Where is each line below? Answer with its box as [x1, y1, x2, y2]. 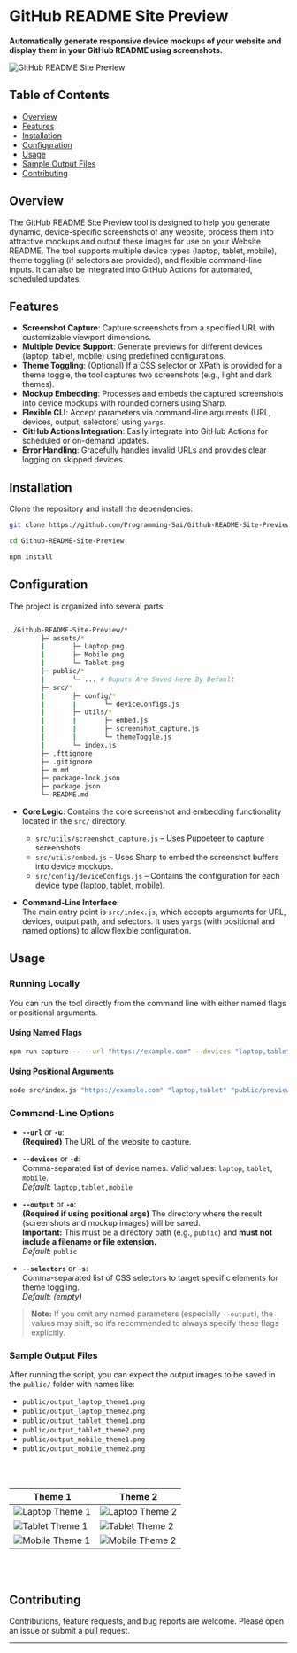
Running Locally [9, 977, 80, 989]
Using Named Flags [9, 1028, 82, 1038]
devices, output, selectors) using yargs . [21, 416, 166, 427]
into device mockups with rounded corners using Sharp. [21, 398, 227, 408]
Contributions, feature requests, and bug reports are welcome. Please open [9, 1616, 285, 1626]
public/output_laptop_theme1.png [21, 1398, 146, 1407]
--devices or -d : [21, 1153, 81, 1164]
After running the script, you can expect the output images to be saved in [9, 1370, 276, 1380]
